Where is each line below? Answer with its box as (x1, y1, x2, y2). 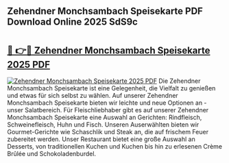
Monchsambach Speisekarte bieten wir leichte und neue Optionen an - (7, 99, 207, 107)
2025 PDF (7, 58, 50, 71)
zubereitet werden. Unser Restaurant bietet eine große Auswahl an (7, 135, 195, 143)
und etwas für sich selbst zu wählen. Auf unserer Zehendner (7, 92, 178, 99)
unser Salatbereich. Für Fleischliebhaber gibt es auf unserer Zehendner (7, 106, 209, 114)
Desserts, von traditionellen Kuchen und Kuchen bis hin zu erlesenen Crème (7, 142, 223, 150)
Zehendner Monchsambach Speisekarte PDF (7, 5, 204, 17)
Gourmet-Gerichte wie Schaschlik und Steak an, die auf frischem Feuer (7, 128, 209, 136)
